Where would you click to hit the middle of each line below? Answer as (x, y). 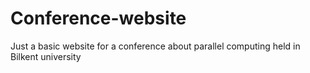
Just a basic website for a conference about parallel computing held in (155, 46)
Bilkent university (46, 56)
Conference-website (98, 18)
